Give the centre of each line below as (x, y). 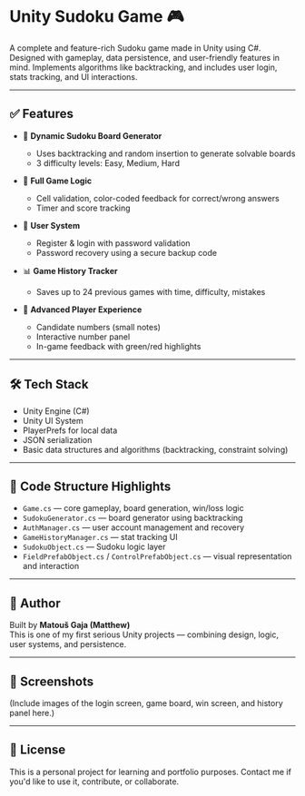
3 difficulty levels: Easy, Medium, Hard (108, 162)
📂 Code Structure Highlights (90, 486)
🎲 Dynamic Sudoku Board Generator (92, 135)
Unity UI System (53, 420)
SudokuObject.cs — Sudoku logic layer (94, 547)
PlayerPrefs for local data (70, 430)
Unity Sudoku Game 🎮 (97, 17)
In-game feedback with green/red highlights (118, 346)
